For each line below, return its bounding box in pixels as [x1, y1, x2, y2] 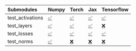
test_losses [7, 30, 34, 37]
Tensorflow [101, 6, 129, 13]
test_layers [7, 22, 33, 29]
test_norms [7, 38, 33, 45]
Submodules [7, 6, 37, 13]
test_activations [7, 15, 44, 21]
